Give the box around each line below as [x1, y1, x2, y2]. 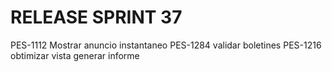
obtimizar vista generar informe [10, 49, 140, 61]
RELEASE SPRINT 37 [10, 6, 183, 29]
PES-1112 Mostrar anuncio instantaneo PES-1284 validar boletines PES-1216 [10, 39, 322, 51]
